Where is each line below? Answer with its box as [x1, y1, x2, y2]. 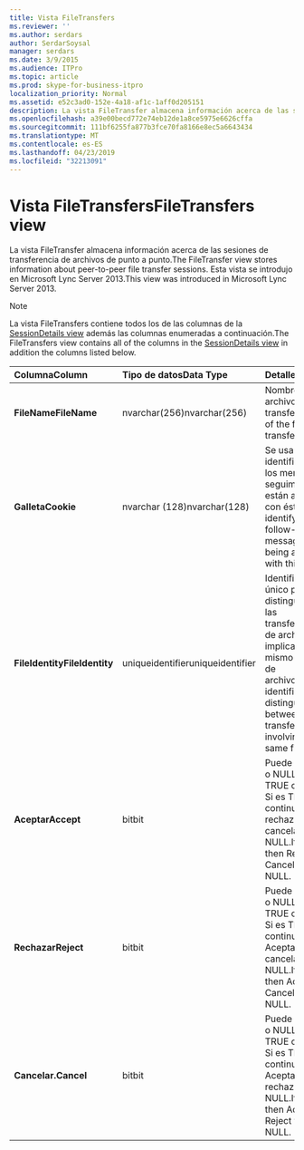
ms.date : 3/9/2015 [9, 55, 79, 64]
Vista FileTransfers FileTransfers [9, 196, 255, 216]
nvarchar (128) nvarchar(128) [121, 500, 250, 513]
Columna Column [14, 369, 89, 382]
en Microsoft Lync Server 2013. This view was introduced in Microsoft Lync [9, 274, 288, 285]
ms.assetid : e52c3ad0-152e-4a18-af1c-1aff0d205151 [9, 97, 204, 107]
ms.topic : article [9, 72, 79, 82]
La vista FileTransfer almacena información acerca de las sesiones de [9, 245, 269, 256]
